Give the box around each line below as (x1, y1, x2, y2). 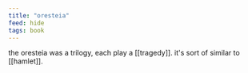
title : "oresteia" (8, 11, 70, 20)
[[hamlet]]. (8, 56, 43, 66)
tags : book (8, 26, 45, 34)
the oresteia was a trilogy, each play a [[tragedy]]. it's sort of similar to (8, 48, 240, 58)
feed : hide (8, 19, 45, 27)
